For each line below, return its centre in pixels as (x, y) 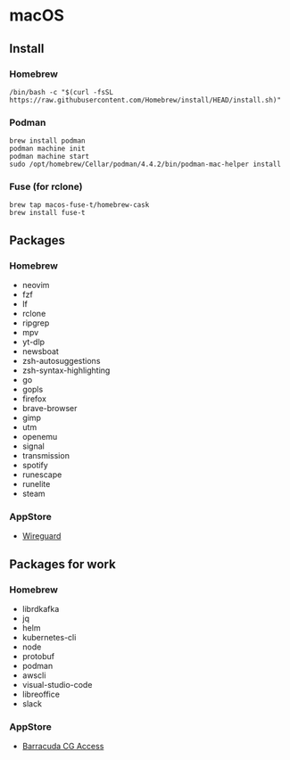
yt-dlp (33, 342)
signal (33, 446)
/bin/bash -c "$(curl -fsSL (62, 92)
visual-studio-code (57, 685)
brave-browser (50, 409)
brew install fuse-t (48, 213)
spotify (35, 466)
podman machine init (48, 149)
